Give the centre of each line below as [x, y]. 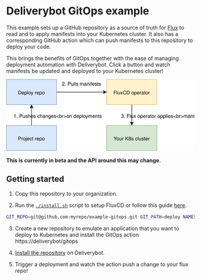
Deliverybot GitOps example [78, 11]
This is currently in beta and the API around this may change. [84, 160]
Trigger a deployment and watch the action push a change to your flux [102, 264]
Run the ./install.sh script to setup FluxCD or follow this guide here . [101, 205]
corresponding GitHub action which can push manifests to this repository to [100, 40]
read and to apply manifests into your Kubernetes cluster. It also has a [92, 34]
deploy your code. [29, 47]
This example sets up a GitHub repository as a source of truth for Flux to [95, 28]
